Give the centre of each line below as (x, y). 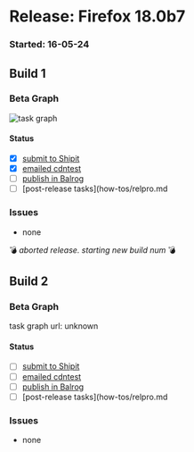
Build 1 (28, 73)
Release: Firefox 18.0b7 (97, 17)
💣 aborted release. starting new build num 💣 (93, 250)
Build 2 (29, 281)
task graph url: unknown (54, 326)
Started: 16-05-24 (49, 45)
